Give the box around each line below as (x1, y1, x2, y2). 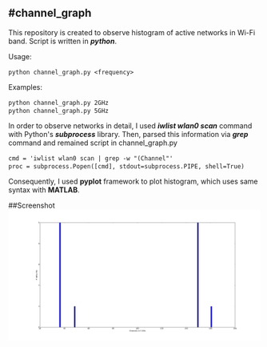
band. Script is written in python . (8, 36, 118, 46)
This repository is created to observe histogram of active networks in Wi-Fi (8, 27, 256, 37)
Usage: (8, 51, 32, 61)
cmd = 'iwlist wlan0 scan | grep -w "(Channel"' (8, 154, 173, 163)
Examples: (8, 82, 42, 91)
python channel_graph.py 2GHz (8, 99, 110, 107)
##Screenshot (8, 200, 55, 210)
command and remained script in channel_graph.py (8, 138, 178, 147)
